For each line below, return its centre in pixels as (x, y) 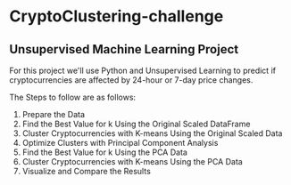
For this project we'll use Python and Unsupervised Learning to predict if (143, 70)
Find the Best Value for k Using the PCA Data (104, 152)
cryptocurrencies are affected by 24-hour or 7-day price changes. (131, 80)
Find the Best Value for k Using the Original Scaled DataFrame (136, 124)
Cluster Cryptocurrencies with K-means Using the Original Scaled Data (152, 133)
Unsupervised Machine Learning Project (124, 49)
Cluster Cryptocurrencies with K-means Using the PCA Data (132, 161)
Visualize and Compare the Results (87, 171)
